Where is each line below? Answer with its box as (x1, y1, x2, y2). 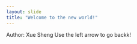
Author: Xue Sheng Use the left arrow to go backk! (6, 31, 131, 38)
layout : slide (6, 8, 42, 15)
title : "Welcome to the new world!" (6, 14, 98, 20)
